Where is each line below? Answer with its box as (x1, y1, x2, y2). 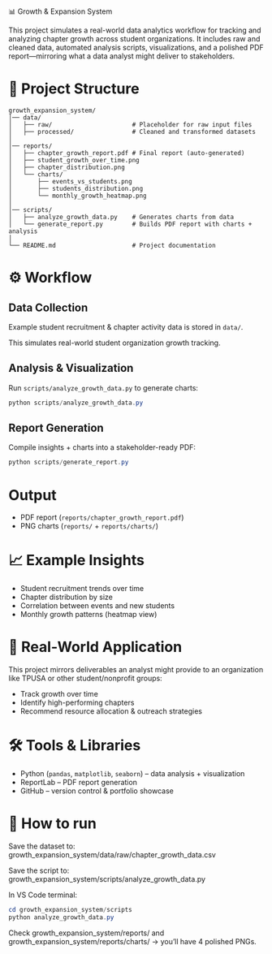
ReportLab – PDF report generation (19, 778, 138, 788)
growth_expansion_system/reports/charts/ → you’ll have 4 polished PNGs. (8, 936, 257, 946)
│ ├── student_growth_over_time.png (8, 156, 140, 164)
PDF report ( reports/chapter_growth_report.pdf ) (19, 512, 184, 522)
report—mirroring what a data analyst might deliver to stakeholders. (8, 51, 235, 61)
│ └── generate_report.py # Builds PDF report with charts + (8, 220, 253, 228)
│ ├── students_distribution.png (8, 184, 144, 192)
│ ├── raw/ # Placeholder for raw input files (8, 120, 253, 128)
